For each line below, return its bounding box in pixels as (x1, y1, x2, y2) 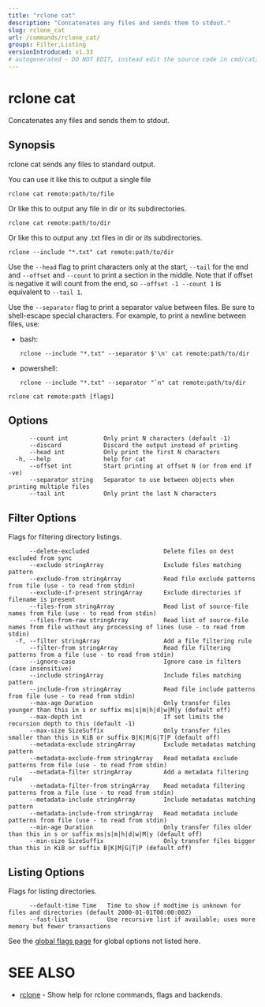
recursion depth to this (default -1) (8, 720, 136, 728)
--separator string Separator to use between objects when (28, 476, 235, 484)
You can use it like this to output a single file (8, 174, 151, 184)
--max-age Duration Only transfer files (28, 699, 231, 707)
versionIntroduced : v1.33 (8, 48, 93, 56)
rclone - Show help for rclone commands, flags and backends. (19, 990, 223, 999)
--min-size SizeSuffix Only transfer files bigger (28, 837, 256, 845)
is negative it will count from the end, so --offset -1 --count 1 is (8, 278, 222, 288)
